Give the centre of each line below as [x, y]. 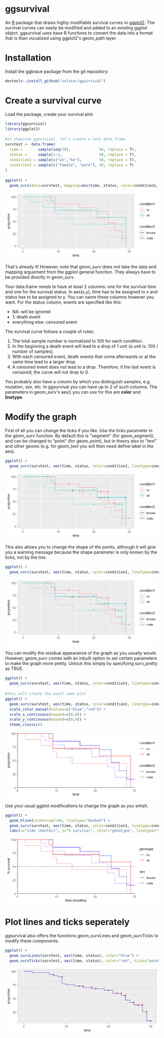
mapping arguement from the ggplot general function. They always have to [81, 272]
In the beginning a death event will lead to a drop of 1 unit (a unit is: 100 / [85, 346]
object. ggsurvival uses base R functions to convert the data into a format [79, 33]
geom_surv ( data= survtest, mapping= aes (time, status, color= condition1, [84, 186]
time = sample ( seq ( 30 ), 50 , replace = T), [73, 150]
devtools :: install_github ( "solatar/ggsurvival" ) [55, 81]
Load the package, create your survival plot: [50, 114]
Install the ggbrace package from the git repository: [57, 71]
